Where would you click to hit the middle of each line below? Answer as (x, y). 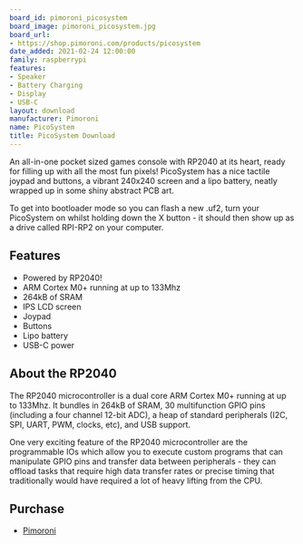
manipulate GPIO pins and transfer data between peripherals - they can (143, 461)
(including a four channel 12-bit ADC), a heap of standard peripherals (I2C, (149, 414)
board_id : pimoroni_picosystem (68, 18)
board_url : (30, 34)
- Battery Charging (46, 85)
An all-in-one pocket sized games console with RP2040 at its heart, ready (147, 161)
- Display (28, 93)
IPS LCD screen (52, 306)
